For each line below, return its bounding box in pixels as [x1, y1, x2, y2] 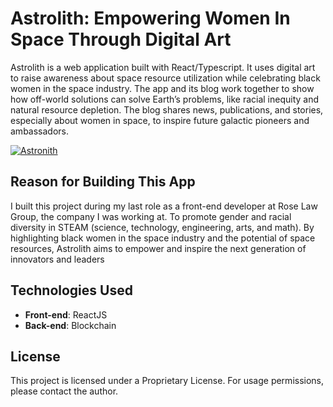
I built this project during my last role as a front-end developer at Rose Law [10, 200, 318, 212]
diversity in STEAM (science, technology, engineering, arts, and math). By [10, 221, 315, 233]
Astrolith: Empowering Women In [10, 7, 291, 30]
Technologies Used [10, 282, 133, 299]
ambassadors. [10, 125, 69, 137]
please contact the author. [10, 385, 119, 397]
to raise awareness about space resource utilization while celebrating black [10, 72, 321, 84]
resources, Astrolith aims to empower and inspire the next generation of [10, 242, 307, 254]
